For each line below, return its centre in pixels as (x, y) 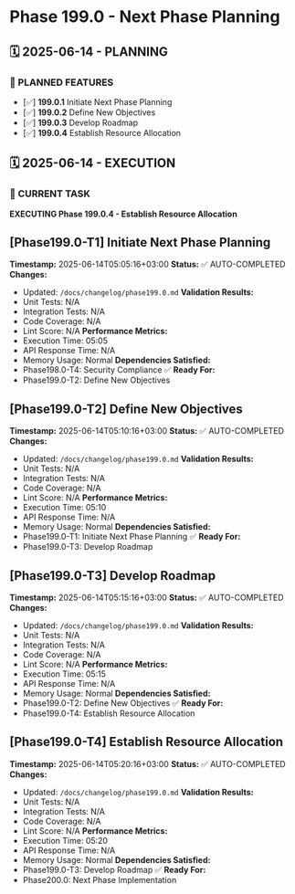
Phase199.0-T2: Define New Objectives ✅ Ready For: (123, 703)
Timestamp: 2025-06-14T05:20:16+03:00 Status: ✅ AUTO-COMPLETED (147, 763)
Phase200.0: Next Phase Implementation (100, 879)
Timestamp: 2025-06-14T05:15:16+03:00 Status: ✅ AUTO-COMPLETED (147, 597)
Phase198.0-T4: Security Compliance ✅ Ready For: (119, 370)
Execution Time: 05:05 (65, 341)
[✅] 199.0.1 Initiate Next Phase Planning (97, 101)
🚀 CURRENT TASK (50, 194)
